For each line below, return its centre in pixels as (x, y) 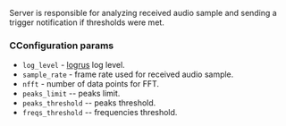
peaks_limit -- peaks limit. (71, 94)
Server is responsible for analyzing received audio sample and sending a (143, 13)
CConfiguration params (62, 46)
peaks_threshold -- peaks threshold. (89, 103)
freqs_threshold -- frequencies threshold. (100, 113)
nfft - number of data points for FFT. (90, 84)
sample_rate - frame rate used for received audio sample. (128, 74)
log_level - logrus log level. (73, 65)
